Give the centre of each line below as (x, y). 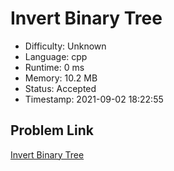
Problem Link (52, 130)
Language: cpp (56, 56)
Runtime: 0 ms (54, 67)
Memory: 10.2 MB (61, 78)
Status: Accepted (60, 88)
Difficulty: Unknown (65, 46)
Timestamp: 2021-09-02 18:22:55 (94, 99)
